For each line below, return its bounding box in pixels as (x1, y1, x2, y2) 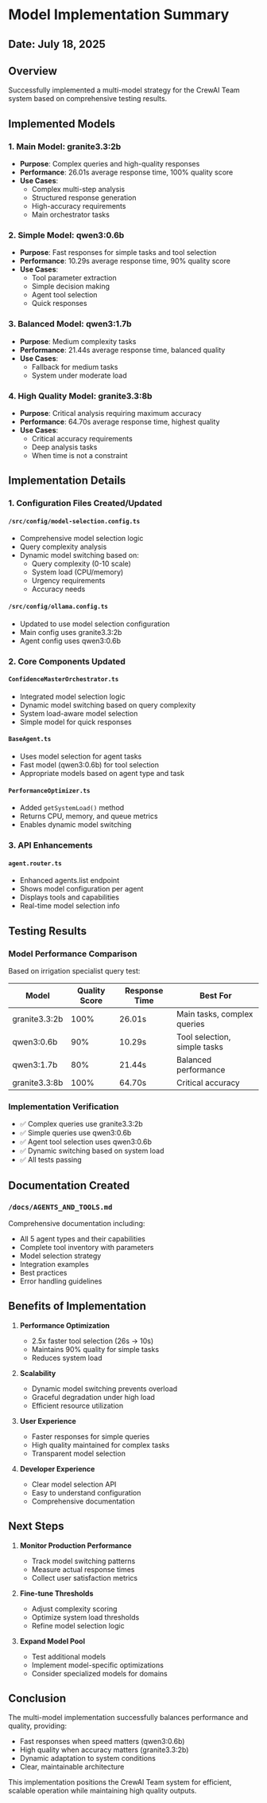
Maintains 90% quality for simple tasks (31, 1344, 160, 1354)
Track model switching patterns (31, 1556, 136, 1566)
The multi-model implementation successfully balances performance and (8, 1713, 249, 1723)
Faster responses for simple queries (31, 1432, 150, 1441)
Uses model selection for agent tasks (19, 751, 142, 762)
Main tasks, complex (176, 1009, 253, 1020)
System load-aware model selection (19, 708, 138, 718)
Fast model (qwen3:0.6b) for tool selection (19, 760, 160, 770)
